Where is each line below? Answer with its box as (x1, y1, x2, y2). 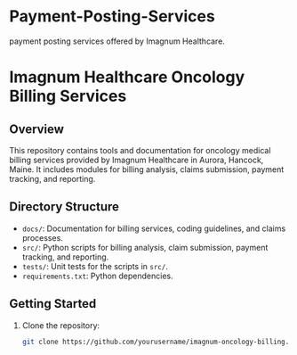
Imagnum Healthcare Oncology (9, 67, 245, 87)
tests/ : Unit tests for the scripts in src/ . (21, 260, 169, 271)
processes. (21, 232, 64, 243)
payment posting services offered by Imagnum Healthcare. (9, 36, 225, 46)
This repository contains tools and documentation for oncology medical (9, 144, 271, 155)
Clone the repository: (21, 319, 100, 331)
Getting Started (9, 296, 97, 311)
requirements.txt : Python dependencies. (21, 270, 173, 281)
